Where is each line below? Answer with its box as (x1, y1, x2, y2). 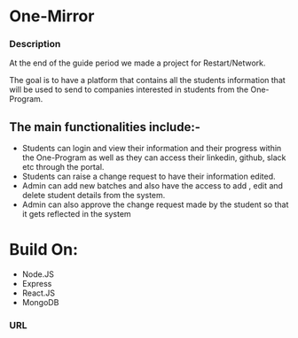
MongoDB (21, 297, 59, 308)
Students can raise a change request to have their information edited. (21, 171, 277, 182)
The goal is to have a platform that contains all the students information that (9, 75, 286, 86)
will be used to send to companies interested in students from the (9, 84, 249, 95)
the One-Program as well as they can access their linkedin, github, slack (21, 152, 286, 163)
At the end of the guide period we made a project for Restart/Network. (9, 58, 266, 68)
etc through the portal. (21, 162, 105, 173)
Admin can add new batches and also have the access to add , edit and (21, 181, 284, 191)
